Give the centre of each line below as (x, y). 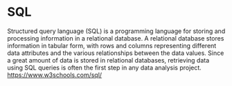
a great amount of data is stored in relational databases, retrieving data (108, 60)
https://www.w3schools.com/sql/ (55, 75)
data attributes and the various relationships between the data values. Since (116, 53)
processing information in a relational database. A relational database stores (116, 38)
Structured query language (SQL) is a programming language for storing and (116, 31)
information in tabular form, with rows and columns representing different (112, 45)
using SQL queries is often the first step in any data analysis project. (105, 67)
